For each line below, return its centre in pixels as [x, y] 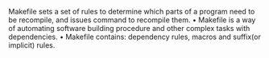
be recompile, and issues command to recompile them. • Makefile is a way [132, 20]
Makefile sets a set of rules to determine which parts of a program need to [132, 12]
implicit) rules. [32, 45]
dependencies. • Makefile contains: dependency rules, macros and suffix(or [135, 37]
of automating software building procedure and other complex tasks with [129, 28]
